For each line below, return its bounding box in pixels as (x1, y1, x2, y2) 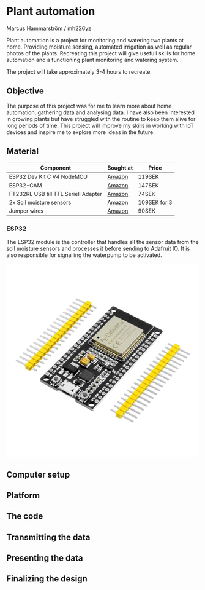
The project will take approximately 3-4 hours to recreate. (6, 68, 152, 75)
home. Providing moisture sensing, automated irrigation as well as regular (6, 43, 192, 50)
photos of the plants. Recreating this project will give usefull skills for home (6, 49, 196, 57)
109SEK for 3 (138, 199, 173, 206)
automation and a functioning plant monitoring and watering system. (6, 56, 179, 63)
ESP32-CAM (9, 181, 42, 189)
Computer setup (6, 469, 70, 480)
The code (6, 511, 43, 522)
